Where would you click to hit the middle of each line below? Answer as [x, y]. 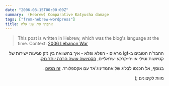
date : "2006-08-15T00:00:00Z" [37, 10]
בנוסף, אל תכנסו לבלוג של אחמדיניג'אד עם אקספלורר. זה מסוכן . [104, 68]
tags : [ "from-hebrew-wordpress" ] [40, 19]
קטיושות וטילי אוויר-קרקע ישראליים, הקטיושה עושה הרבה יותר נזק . [102, 59]
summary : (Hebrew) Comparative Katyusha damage [57, 15]
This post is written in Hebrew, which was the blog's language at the [88, 38]
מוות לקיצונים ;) [149, 78]
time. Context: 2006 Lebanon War [53, 44]
